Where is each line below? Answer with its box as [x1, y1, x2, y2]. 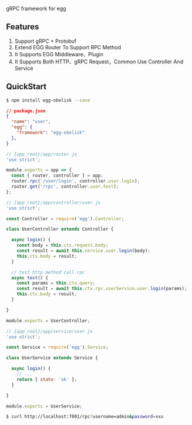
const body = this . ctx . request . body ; [16, 242, 109, 248]
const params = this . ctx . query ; [16, 280, 95, 286]
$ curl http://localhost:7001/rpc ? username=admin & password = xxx [6, 414, 164, 420]
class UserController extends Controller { [6, 226, 114, 232]
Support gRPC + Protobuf [14, 38, 77, 45]
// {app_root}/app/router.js [6, 151, 77, 157]
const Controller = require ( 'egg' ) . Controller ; [6, 215, 125, 222]
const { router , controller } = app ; [11, 173, 104, 178]
